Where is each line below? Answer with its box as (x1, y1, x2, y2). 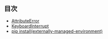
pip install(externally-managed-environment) (11, 28, 103, 34)
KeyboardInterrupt (11, 23, 49, 29)
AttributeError (11, 18, 40, 23)
